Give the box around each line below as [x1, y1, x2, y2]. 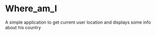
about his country [5, 24, 41, 30]
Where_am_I [5, 3, 57, 14]
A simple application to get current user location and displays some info [5, 19, 152, 25]
